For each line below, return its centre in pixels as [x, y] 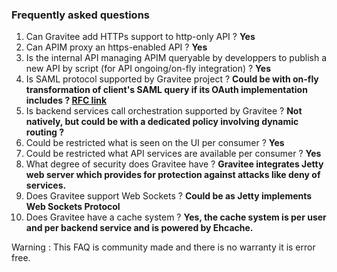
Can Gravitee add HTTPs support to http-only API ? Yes [140, 37]
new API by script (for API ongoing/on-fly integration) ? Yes [148, 69]
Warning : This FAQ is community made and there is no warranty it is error [163, 247]
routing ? [45, 132]
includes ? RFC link [66, 100]
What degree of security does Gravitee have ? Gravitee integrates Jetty [174, 164]
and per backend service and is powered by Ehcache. [139, 228]
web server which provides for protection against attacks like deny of [173, 175]
